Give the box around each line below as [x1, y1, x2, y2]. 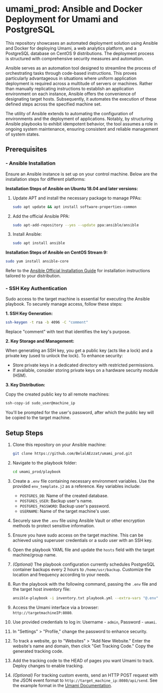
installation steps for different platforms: [5, 176, 85, 182]
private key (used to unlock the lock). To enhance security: [5, 353, 123, 359]
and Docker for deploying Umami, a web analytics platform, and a [5, 45, 137, 51]
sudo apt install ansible [12, 241, 65, 246]
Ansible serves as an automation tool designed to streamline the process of [5, 65, 157, 71]
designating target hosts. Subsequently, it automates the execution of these [5, 96, 157, 102]
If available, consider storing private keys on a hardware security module [12, 367, 158, 373]
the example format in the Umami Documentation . [12, 682, 113, 688]
